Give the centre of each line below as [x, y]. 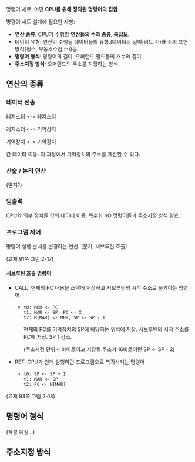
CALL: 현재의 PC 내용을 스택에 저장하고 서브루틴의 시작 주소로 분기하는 [96, 287]
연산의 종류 [25, 84]
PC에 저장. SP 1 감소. [48, 336]
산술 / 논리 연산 [26, 171]
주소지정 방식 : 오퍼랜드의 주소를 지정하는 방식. [67, 64]
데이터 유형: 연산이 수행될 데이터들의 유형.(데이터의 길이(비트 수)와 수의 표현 [101, 42]
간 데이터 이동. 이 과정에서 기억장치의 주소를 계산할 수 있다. [73, 154]
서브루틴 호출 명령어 [29, 273]
